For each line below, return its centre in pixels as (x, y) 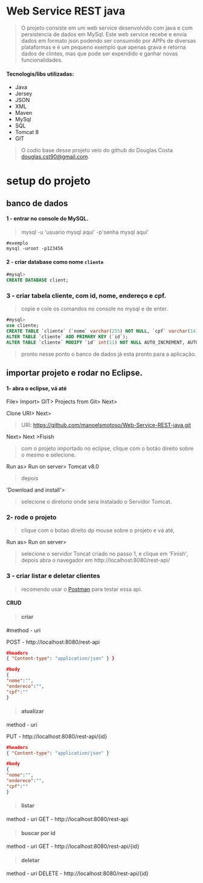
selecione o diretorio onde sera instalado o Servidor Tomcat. (96, 502)
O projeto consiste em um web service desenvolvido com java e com (107, 28)
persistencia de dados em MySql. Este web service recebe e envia (104, 34)
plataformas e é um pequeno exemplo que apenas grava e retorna (103, 47)
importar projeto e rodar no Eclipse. (75, 373)
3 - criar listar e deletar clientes (53, 576)
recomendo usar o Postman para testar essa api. (82, 589)
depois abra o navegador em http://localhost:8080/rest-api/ (95, 560)
